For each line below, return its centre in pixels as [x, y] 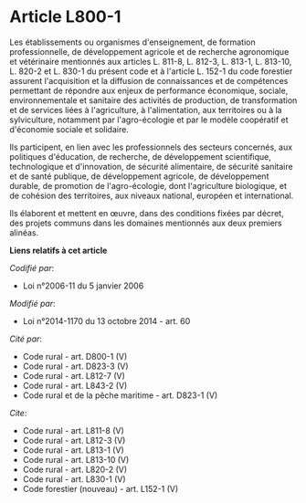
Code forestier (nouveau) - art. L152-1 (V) [100, 488]
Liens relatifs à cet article [58, 250]
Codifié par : [32, 267]
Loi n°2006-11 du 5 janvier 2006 [83, 286]
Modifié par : [33, 303]
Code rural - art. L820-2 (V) [75, 469]
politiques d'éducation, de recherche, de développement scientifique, [140, 156]
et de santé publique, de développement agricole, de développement [139, 176]
